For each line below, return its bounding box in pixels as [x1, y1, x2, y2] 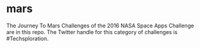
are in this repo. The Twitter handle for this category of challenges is [6, 28, 178, 35]
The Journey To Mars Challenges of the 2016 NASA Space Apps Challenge [6, 22, 195, 29]
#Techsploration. [6, 35, 49, 42]
